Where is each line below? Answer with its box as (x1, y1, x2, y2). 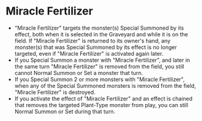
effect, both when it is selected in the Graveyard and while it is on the (14, 30, 188, 38)
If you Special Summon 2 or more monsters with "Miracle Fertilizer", (14, 76, 185, 83)
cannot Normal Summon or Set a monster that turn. (14, 69, 144, 76)
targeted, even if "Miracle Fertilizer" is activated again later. (14, 50, 164, 57)
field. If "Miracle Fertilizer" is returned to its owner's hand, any (14, 37, 171, 44)
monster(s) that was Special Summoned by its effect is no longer (14, 44, 177, 51)
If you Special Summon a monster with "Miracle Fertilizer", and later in (14, 56, 190, 64)
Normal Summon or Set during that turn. (14, 108, 116, 115)
